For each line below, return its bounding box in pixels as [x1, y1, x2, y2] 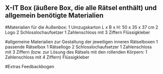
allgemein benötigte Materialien [5, 12, 104, 20]
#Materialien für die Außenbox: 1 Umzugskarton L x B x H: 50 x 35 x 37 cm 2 [5, 24, 159, 30]
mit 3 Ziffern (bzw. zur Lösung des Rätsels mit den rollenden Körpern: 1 [5, 49, 147, 55]
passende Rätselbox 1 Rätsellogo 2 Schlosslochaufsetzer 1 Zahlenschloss [5, 44, 152, 50]
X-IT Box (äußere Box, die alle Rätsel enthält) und [5, 4, 157, 12]
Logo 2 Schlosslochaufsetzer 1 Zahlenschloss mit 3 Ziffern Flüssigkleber [5, 29, 150, 35]
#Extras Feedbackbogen [5, 63, 54, 69]
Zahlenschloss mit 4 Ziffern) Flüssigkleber [5, 54, 90, 60]
